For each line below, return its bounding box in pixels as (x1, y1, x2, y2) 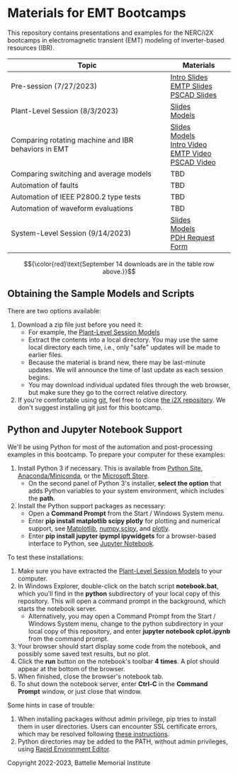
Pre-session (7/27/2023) (11, 81, 98, 91)
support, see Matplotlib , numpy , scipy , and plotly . (28, 524, 170, 532)
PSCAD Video (170, 157, 216, 167)
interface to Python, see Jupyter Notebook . (28, 539, 155, 547)
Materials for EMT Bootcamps (7, 5, 186, 21)
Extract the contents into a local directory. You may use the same (28, 335, 218, 344)
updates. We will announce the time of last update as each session (28, 365, 223, 374)
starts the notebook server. (17, 604, 97, 612)
